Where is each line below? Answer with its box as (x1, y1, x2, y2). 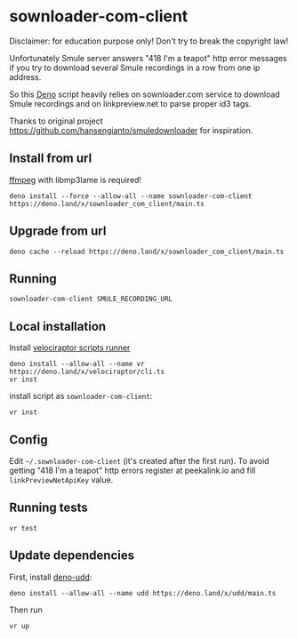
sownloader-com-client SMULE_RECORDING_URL (9, 295, 173, 304)
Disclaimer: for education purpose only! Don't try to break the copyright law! (9, 36, 289, 46)
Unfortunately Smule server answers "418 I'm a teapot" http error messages (9, 52, 287, 63)
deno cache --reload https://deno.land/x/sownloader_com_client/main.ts (9, 247, 285, 256)
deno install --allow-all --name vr (9, 360, 145, 369)
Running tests (9, 500, 89, 515)
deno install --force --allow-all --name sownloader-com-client (9, 191, 253, 201)
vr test (9, 523, 38, 532)
